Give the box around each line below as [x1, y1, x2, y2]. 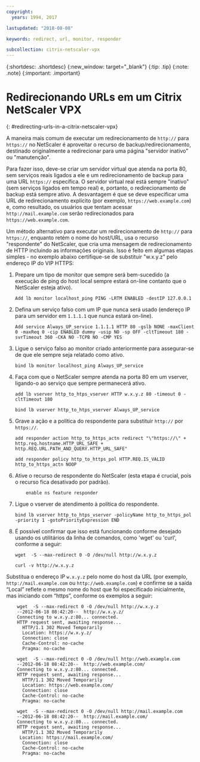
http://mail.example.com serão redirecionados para [6, 210, 134, 217]
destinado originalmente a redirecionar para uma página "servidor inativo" [6, 147, 189, 154]
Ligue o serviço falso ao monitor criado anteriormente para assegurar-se [14, 345, 194, 352]
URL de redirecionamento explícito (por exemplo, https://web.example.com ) [6, 197, 192, 204]
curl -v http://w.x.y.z [14, 563, 75, 569]
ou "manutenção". [6, 154, 51, 161]
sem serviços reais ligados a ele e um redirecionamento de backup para [6, 172, 184, 179]
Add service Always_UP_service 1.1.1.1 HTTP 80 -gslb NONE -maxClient [14, 324, 195, 330]
